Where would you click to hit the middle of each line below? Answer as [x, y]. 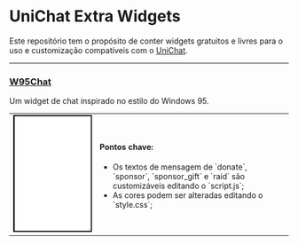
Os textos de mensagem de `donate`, [180, 167]
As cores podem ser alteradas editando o [188, 195]
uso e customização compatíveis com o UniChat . [98, 50]
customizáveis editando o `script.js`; [178, 186]
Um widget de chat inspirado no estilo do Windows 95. [110, 101]
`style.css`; [132, 204]
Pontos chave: [126, 147]
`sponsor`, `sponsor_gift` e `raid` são [179, 176]
